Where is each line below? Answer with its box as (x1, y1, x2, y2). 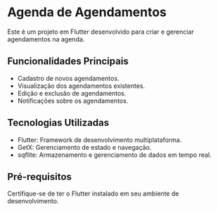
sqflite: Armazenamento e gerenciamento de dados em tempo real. (17, 151, 212, 159)
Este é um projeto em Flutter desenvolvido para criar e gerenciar (7, 27, 195, 36)
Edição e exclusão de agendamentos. (17, 89, 127, 97)
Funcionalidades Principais (7, 56, 129, 68)
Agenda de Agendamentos (7, 4, 167, 20)
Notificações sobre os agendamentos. (17, 96, 129, 105)
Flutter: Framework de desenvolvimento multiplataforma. (17, 135, 182, 144)
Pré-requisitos (7, 170, 72, 183)
